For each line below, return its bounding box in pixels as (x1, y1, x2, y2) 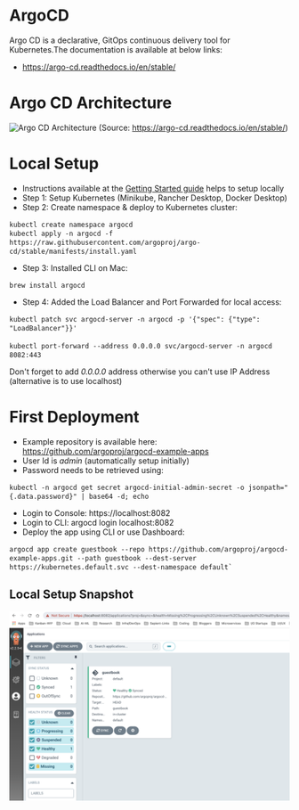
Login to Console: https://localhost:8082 (21, 507, 171, 518)
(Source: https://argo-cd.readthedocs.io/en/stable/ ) (98, 122, 289, 133)
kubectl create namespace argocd (9, 220, 133, 229)
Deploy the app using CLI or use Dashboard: (21, 527, 185, 537)
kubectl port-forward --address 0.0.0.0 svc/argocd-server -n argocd (9, 341, 273, 350)
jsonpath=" (247, 483, 289, 492)
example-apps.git (9, 553, 74, 562)
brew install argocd (9, 281, 86, 290)
